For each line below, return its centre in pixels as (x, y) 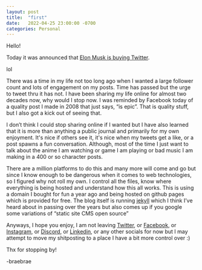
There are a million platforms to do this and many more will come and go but (101, 169)
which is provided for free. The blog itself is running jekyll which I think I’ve (99, 201)
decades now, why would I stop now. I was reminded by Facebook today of (100, 100)
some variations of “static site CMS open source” (67, 214)
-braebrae (19, 262)
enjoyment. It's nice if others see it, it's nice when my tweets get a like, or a (100, 138)
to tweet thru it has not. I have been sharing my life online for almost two (96, 94)
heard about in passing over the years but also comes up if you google (94, 207)
